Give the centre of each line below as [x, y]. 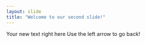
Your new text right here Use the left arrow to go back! [73, 34]
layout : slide [24, 11]
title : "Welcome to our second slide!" [56, 17]
